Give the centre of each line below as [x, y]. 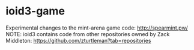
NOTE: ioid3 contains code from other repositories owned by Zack [88, 34]
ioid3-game [35, 11]
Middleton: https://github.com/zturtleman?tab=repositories [78, 40]
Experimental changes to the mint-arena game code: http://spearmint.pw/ [97, 28]
